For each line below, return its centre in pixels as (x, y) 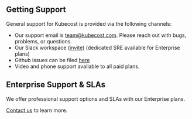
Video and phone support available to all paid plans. (77, 66)
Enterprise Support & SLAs (56, 85)
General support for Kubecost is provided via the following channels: (89, 23)
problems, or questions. (43, 41)
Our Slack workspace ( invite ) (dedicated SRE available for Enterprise (97, 47)
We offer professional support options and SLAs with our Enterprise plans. (96, 98)
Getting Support (36, 10)
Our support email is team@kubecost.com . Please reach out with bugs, (100, 35)
